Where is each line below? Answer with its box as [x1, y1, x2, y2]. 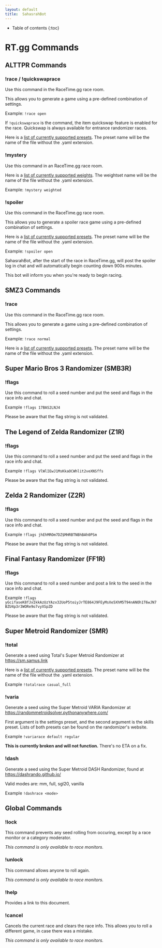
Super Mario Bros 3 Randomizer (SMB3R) [5, 364, 132, 373]
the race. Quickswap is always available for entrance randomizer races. [5, 125, 147, 131]
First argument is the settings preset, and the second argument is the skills [5, 719, 154, 725]
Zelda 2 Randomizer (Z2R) [5, 491, 86, 500]
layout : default [5, 7, 38, 12]
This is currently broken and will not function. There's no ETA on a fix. [5, 743, 147, 749]
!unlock [5, 856, 23, 863]
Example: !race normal [5, 335, 51, 342]
